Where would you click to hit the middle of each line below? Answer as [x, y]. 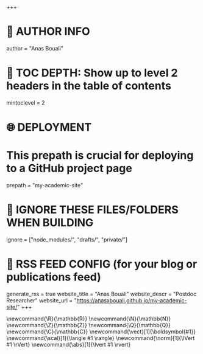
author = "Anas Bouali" [35, 48]
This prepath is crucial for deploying [100, 155]
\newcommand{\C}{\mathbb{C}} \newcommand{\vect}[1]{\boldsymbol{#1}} [101, 331]
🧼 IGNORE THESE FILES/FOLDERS [92, 210]
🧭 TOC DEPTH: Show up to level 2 [92, 73]
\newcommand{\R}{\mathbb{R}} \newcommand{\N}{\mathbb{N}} [89, 318]
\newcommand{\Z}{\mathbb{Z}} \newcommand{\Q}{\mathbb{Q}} [88, 325]
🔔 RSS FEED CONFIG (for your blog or [102, 264]
